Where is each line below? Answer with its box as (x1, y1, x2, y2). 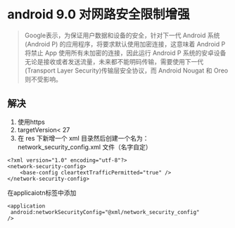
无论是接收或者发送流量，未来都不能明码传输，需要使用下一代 (24, 57, 204, 65)
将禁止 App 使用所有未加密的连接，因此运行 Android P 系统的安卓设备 (24, 49, 227, 57)
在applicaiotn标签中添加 (7, 188, 77, 197)
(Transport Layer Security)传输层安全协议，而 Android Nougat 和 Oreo (24, 66, 229, 75)
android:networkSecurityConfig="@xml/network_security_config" (10, 208, 200, 215)
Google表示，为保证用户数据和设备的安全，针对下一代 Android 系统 (24, 31, 220, 39)
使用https (17, 118, 46, 126)
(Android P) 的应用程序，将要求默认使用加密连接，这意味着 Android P (24, 39, 226, 48)
